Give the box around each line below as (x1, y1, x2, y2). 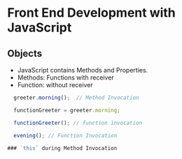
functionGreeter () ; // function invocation (13, 119, 142, 126)
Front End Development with (7, 5, 176, 21)
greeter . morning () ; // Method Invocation (13, 94, 139, 101)
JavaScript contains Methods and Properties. (17, 66, 148, 74)
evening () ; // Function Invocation (13, 132, 118, 139)
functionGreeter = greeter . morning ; (13, 107, 120, 114)
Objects (7, 47, 43, 59)
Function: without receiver (17, 81, 93, 89)
